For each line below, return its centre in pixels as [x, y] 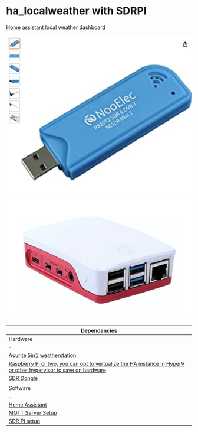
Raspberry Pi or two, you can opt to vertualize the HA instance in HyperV [97, 363]
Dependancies [99, 330]
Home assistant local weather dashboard [56, 27]
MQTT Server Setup [33, 413]
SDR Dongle [23, 378]
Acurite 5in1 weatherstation [42, 355]
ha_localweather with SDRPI [77, 11]
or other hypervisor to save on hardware [57, 370]
